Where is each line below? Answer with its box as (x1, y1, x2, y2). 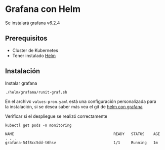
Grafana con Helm (5, 3, 81, 15)
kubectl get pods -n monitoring (5, 123, 72, 128)
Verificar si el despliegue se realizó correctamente (5, 113, 108, 119)
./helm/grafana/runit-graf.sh (5, 90, 68, 95)
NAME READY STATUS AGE (5, 131, 161, 137)
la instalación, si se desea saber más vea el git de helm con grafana (5, 103, 143, 109)
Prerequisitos (5, 34, 48, 43)
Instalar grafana (5, 80, 38, 86)
